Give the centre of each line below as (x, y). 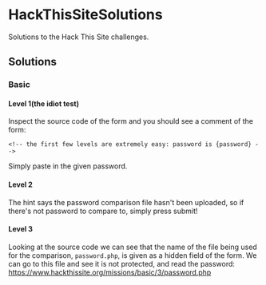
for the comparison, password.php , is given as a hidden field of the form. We (133, 255)
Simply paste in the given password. (68, 166)
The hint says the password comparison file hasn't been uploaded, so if (126, 202)
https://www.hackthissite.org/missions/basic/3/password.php (110, 272)
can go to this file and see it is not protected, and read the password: (122, 263)
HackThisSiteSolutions (85, 15)
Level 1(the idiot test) (44, 103)
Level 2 (21, 184)
